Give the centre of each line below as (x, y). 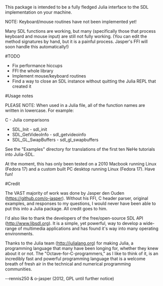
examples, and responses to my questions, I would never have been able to (81, 204)
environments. (19, 234)
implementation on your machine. (38, 12)
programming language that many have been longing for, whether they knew (82, 248)
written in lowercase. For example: (39, 110)
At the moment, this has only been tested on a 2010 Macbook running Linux (81, 164)
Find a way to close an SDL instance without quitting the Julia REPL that (84, 81)
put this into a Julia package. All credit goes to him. (56, 209)
